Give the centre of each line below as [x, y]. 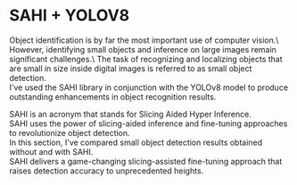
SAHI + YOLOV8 [70, 16]
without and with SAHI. [51, 151]
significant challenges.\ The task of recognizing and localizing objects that [146, 59]
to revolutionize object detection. [70, 133]
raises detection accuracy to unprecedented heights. [107, 171]
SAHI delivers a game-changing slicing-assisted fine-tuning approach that [146, 161]
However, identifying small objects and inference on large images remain [143, 49]
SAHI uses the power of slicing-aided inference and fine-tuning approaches [148, 123]
